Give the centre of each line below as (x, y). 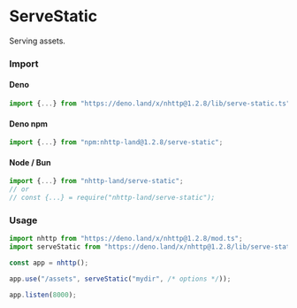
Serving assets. (38, 41)
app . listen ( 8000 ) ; (43, 295)
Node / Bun (30, 162)
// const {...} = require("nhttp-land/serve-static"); (112, 197)
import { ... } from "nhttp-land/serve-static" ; (96, 181)
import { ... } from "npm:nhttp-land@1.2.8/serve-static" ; (116, 142)
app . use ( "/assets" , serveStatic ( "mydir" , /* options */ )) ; (120, 279)
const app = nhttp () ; (49, 263)
